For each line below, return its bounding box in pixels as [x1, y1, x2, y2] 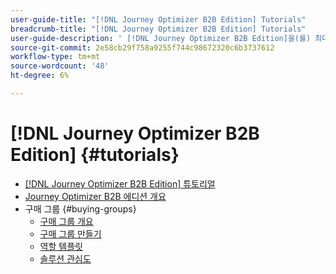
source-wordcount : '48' [10, 61, 110, 71]
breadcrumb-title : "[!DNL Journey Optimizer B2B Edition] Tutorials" [10, 24, 307, 34]
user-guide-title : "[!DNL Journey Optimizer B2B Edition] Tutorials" [10, 14, 307, 25]
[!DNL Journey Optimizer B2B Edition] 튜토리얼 [24, 177, 216, 190]
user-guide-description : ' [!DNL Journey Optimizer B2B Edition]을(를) [10, 33, 312, 43]
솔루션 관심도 [39, 252, 92, 265]
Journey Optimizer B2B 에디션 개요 [24, 190, 167, 202]
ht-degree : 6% [10, 71, 70, 81]
